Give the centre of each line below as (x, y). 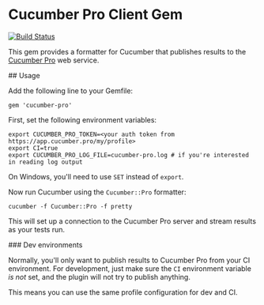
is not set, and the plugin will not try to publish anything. (100, 277)
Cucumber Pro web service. (54, 60)
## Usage (25, 75)
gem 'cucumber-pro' (40, 105)
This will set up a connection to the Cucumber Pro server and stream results (132, 221)
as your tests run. (37, 229)
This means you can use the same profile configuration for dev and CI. (123, 292)
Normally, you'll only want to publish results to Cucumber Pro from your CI (129, 260)
